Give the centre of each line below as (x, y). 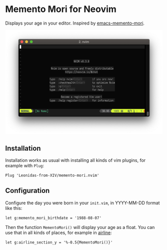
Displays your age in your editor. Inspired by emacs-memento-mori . (75, 23)
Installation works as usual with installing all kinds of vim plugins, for (75, 160)
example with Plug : (25, 165)
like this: (14, 208)
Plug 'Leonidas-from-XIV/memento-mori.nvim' (52, 175)
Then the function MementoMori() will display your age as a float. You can (80, 227)
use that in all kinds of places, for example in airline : (58, 232)
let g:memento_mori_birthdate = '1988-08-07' (53, 218)
